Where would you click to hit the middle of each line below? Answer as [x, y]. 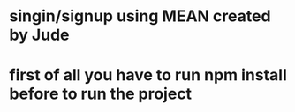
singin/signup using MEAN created [140, 16]
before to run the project [101, 94]
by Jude [39, 35]
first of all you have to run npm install [148, 75]
